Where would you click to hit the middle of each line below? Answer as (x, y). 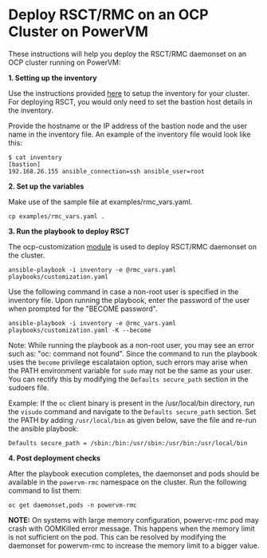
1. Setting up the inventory (53, 78)
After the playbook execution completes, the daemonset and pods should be (134, 473)
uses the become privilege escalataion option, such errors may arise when (128, 362)
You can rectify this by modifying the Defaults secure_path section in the (128, 379)
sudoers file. (29, 387)
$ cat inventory (35, 157)
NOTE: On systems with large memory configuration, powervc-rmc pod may (133, 520)
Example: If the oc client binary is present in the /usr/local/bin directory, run (132, 403)
